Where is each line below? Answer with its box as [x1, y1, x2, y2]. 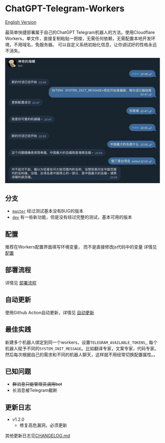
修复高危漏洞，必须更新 [19, 422, 67, 428]
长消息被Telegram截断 [12, 388, 57, 393]
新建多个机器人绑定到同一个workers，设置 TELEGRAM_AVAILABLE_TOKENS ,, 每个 [5, 339, 158, 345]
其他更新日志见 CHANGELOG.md [5, 433, 70, 439]
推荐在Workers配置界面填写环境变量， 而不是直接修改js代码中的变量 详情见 [5, 244, 157, 250]
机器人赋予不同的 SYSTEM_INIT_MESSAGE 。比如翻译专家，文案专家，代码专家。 [5, 345, 159, 351]
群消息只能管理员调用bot [12, 381, 62, 387]
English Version [5, 19, 37, 25]
